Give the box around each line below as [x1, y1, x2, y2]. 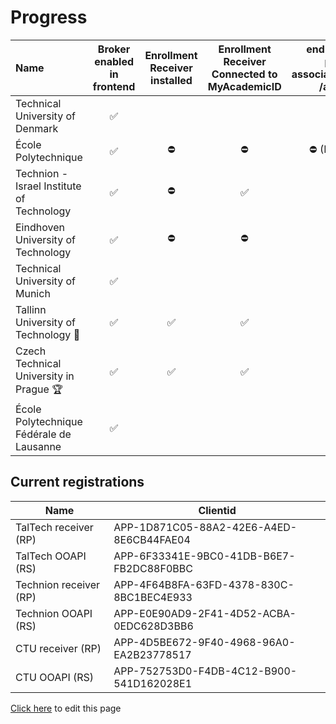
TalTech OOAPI [15, 549, 87, 563]
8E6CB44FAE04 [113, 532, 191, 546]
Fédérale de [15, 427, 72, 441]
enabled [94, 54, 135, 68]
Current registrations [10, 474, 145, 491]
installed [150, 73, 193, 87]
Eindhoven [15, 220, 65, 234]
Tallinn [15, 302, 47, 316]
